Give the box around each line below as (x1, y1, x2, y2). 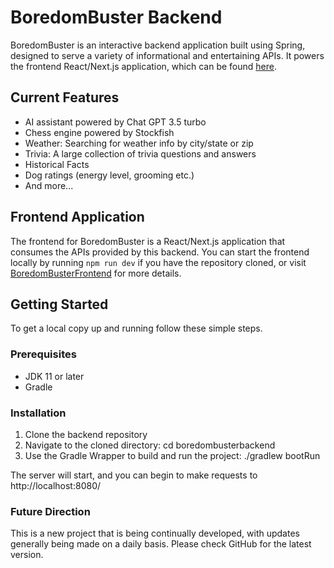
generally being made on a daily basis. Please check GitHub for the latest (10, 538, 312, 550)
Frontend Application (10, 209, 145, 226)
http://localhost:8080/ (10, 479, 102, 491)
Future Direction (10, 504, 91, 518)
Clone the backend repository (24, 428, 148, 440)
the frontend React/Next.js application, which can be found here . (10, 60, 277, 72)
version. (10, 549, 44, 561)
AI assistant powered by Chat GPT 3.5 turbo (24, 116, 207, 128)
